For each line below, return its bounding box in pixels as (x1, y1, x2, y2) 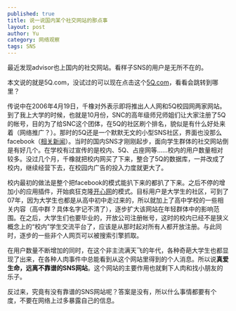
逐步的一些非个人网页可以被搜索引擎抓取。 (19, 231, 143, 239)
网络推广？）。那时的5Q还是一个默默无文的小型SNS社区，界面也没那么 (19, 128, 223, 137)
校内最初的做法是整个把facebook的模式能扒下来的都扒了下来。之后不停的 (7, 179, 220, 186)
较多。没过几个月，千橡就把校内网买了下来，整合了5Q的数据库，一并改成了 (7, 155, 225, 163)
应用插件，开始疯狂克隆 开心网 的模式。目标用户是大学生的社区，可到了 (25, 187, 229, 196)
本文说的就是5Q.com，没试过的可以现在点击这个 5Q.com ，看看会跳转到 (7, 78, 213, 87)
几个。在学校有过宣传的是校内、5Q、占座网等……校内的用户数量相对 (25, 146, 223, 154)
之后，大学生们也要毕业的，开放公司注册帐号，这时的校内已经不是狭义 (25, 214, 229, 222)
